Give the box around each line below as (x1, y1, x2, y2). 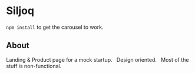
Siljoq (6, 4, 34, 18)
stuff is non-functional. (6, 62, 62, 69)
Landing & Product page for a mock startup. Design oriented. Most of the (6, 56, 189, 63)
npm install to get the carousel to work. (6, 23, 104, 31)
